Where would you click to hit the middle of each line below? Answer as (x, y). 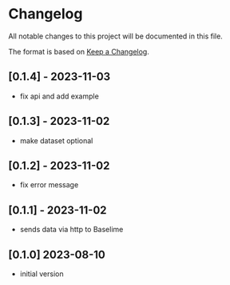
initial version (42, 274)
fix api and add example (59, 96)
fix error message (49, 185)
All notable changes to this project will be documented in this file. (116, 36)
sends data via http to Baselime (71, 230)
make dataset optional (56, 140)
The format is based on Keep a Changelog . (79, 51)
